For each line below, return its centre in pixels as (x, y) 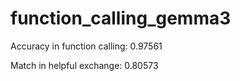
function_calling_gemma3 (121, 18)
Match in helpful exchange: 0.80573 (84, 65)
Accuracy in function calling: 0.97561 (86, 46)
